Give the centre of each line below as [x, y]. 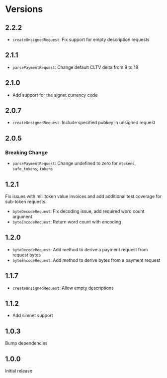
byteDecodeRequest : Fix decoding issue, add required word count [78, 211]
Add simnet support [33, 316]
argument [22, 216]
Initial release [19, 371]
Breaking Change [27, 152]
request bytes [27, 255]
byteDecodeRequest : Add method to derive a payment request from [80, 249]
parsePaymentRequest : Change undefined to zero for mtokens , [74, 164]
